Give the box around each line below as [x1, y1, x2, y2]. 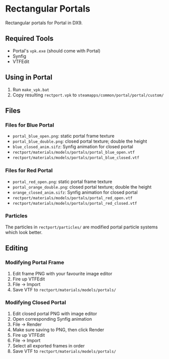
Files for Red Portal [5, 167, 53, 174]
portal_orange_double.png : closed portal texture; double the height [12, 184, 152, 190]
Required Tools [5, 34, 54, 43]
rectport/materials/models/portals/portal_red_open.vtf [12, 195, 133, 201]
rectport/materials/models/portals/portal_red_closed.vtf [12, 201, 137, 206]
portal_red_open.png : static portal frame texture [12, 178, 112, 185]
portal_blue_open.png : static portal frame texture [12, 133, 115, 139]
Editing [5, 244, 28, 253]
